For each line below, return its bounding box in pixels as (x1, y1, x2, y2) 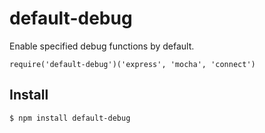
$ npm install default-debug (9, 113, 131, 123)
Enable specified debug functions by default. (9, 40, 195, 52)
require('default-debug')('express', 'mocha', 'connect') (9, 59, 256, 69)
